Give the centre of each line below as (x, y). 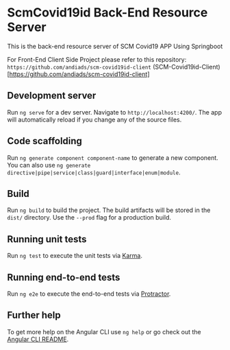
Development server (52, 96)
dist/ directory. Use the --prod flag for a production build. (89, 218)
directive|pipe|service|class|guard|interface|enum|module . (94, 172)
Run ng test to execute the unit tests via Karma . (75, 256)
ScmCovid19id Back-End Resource (107, 13)
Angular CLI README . (38, 339)
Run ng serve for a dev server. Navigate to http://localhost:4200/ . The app (115, 112)
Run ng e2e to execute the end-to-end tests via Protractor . (89, 294)
